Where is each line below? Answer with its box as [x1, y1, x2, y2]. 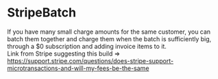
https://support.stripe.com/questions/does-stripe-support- [7, 56, 173, 65]
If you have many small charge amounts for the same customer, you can [7, 27, 211, 36]
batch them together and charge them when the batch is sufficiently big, [7, 34, 212, 43]
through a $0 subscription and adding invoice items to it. [7, 42, 167, 50]
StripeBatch [7, 5, 77, 21]
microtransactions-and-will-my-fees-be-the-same [7, 64, 149, 72]
